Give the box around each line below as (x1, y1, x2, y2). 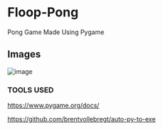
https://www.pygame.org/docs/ (7, 101, 100, 110)
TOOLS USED (7, 85, 54, 94)
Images (7, 48, 41, 60)
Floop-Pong (7, 4, 79, 21)
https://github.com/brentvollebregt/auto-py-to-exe (7, 115, 156, 124)
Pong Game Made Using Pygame (7, 28, 105, 36)
